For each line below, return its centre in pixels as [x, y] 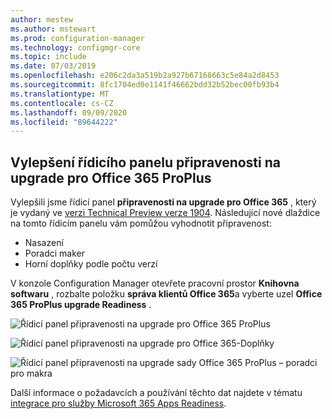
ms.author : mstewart [53, 29]
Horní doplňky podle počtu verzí [91, 264]
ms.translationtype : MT [60, 94]
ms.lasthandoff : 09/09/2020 [69, 112]
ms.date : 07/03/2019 [53, 66]
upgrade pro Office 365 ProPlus [111, 177]
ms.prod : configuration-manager [77, 38]
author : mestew [42, 19]
